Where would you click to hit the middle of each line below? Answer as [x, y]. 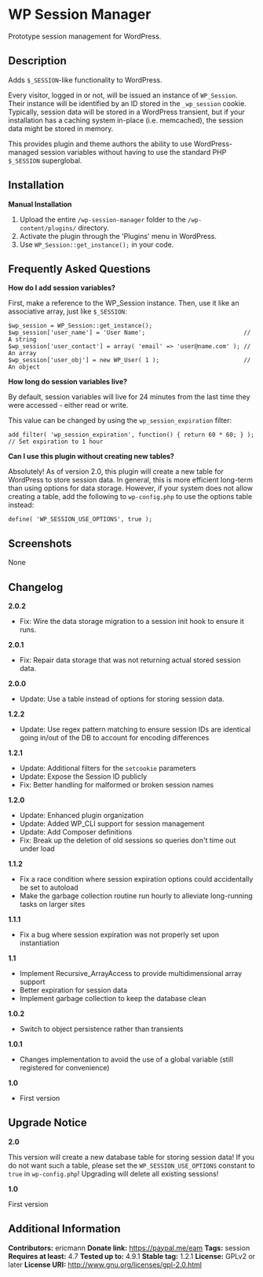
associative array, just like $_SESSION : [68, 311]
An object [24, 367]
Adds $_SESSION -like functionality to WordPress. [85, 79]
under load [37, 849]
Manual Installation [40, 204]
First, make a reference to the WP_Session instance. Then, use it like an [124, 303]
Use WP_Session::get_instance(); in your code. [97, 244]
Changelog [36, 587]
